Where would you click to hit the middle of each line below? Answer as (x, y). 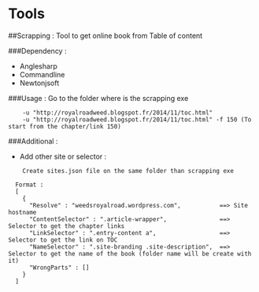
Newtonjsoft (39, 83)
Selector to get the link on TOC (63, 240)
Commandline (42, 74)
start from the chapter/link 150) (65, 126)
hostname (22, 212)
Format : (30, 185)
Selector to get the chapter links (67, 226)
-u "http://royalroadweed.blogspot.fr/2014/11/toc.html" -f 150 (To (137, 119)
